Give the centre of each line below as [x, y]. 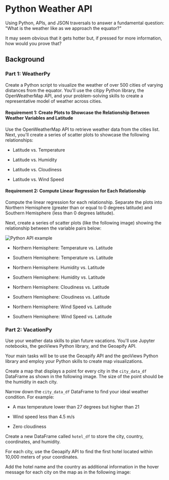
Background [25, 60]
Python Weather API [49, 9]
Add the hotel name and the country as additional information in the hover [82, 467]
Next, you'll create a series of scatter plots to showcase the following [77, 134]
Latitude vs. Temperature [39, 150]
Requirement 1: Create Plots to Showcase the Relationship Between [77, 113]
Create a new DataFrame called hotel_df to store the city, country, [74, 436]
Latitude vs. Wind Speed [38, 179]
